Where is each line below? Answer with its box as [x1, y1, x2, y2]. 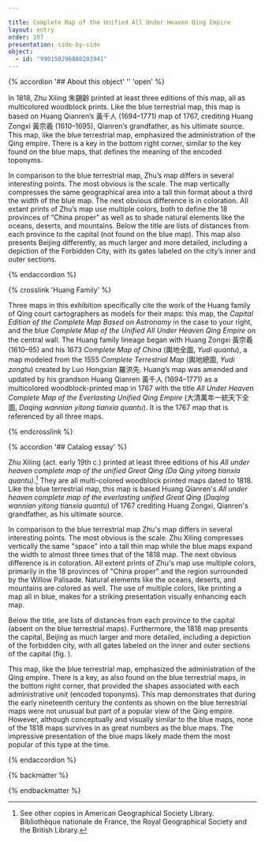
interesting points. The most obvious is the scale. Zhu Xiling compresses [8, 532, 244, 542]
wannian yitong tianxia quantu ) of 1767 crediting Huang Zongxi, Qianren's [8, 501, 248, 510]
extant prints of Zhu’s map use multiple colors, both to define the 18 [8, 205, 228, 213]
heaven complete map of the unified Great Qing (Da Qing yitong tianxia [8, 466, 241, 475]
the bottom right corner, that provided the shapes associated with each [8, 681, 239, 690]
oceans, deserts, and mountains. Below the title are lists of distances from [8, 221, 249, 230]
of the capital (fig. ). [8, 648, 73, 658]
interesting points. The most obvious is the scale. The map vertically [8, 179, 230, 188]
